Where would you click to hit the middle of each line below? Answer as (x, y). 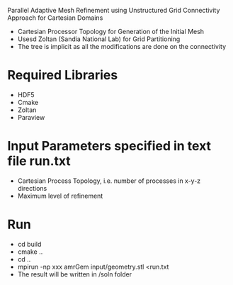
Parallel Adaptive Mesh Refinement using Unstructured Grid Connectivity (114, 10)
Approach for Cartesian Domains (55, 18)
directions (32, 188)
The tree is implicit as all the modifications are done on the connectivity (122, 46)
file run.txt (39, 161)
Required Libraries (63, 76)
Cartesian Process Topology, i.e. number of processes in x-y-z (109, 181)
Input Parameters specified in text (109, 146)
